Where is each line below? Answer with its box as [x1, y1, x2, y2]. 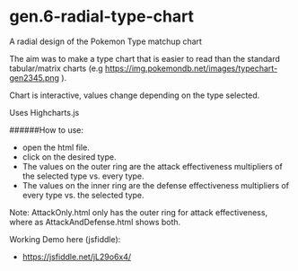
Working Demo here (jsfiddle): [9, 233, 121, 244]
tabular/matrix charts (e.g [9, 63, 103, 74]
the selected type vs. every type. [22, 170, 145, 181]
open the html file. [22, 142, 90, 153]
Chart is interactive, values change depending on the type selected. [9, 90, 260, 101]
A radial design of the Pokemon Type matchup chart [9, 36, 202, 47]
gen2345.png [9, 72, 60, 83]
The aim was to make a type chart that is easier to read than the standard [9, 53, 281, 64]
